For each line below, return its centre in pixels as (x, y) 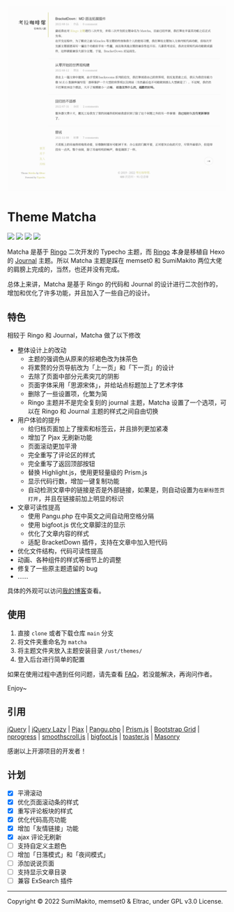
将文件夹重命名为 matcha (52, 642)
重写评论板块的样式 (45, 811)
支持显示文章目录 (42, 872)
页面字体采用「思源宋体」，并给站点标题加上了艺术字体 (106, 385)
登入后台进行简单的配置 (51, 659)
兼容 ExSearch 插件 (45, 881)
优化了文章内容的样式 (58, 534)
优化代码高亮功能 (42, 819)
